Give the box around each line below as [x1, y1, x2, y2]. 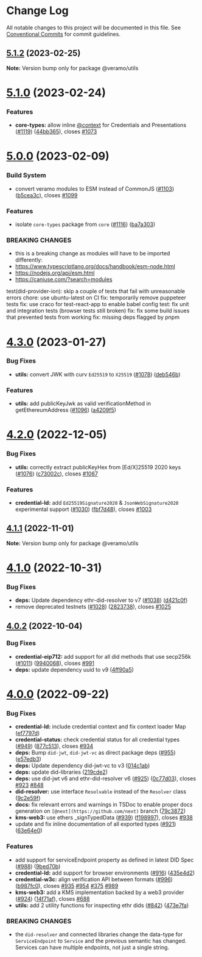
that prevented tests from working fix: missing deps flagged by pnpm [6, 313, 179, 321]
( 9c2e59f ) [15, 794, 41, 802]
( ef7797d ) [15, 730, 40, 737]
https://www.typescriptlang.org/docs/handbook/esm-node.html [15, 263, 175, 270]
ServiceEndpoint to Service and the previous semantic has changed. [15, 937, 187, 944]
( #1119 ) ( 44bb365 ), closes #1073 [15, 128, 97, 135]
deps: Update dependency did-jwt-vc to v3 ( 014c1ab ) [15, 762, 150, 769]
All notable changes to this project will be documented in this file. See [6, 24, 181, 31]
